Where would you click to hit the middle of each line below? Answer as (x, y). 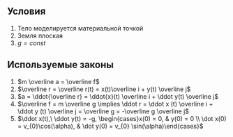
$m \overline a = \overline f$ (58, 81)
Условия (27, 11)
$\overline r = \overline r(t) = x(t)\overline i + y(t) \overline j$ (104, 89)
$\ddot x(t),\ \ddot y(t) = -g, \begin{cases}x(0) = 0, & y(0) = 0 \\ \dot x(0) (122, 118)
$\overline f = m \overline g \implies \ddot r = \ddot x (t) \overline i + (115, 104)
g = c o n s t (31, 43)
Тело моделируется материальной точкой (80, 28)
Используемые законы (60, 65)
